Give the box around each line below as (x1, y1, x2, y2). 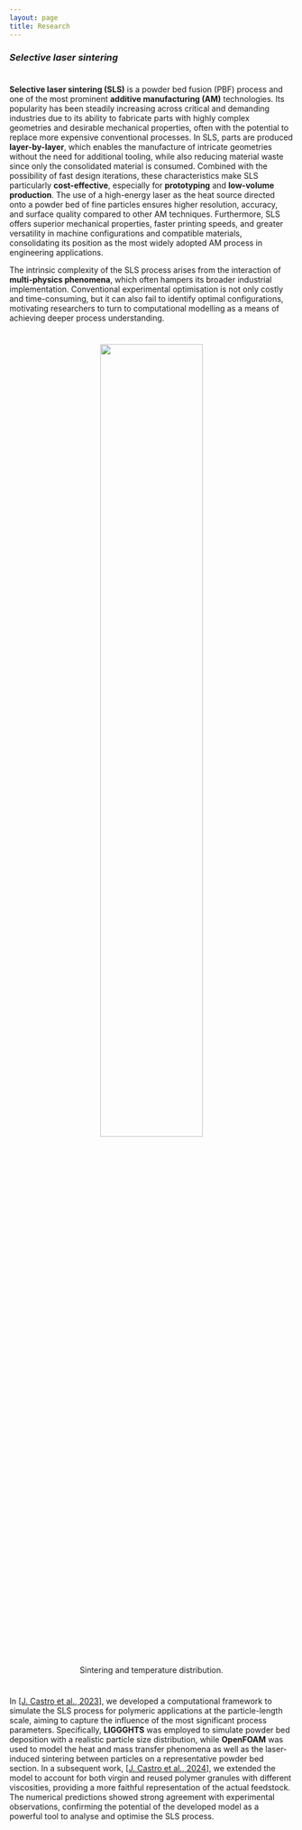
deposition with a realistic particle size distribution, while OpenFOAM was (9, 1733, 284, 1744)
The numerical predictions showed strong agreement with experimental (9, 1791, 275, 1802)
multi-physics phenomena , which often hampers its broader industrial (9, 275, 272, 285)
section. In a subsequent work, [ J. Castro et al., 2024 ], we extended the (9, 1762, 277, 1773)
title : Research (9, 22, 70, 31)
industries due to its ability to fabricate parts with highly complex (9, 113, 250, 124)
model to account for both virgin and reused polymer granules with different (9, 1772, 291, 1783)
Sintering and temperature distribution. (79, 1664, 224, 1676)
